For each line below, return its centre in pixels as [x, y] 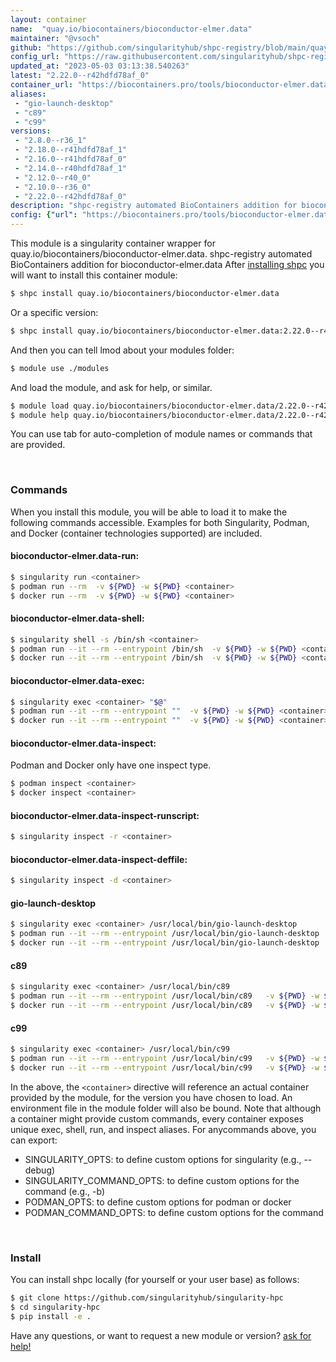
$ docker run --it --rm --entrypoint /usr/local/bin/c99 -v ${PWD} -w [165, 1067]
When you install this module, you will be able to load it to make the [149, 512]
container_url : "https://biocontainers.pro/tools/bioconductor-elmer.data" [171, 85]
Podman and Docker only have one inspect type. [111, 765]
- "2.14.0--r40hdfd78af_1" [71, 168]
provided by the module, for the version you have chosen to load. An [151, 1097]
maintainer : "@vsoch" [55, 38]
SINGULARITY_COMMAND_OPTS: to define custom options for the [162, 1180]
